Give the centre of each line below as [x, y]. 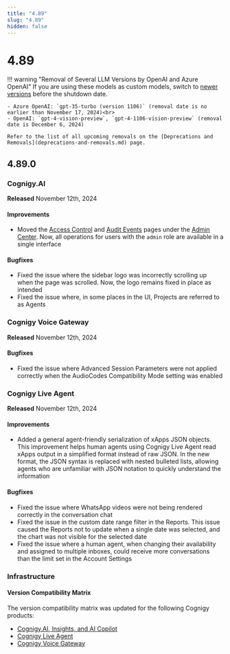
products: [21, 615]
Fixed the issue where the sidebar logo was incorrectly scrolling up [112, 275]
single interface [39, 244]
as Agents [31, 304]
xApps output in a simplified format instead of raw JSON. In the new [113, 454]
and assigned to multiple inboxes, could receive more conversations [113, 551]
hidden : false [27, 26]
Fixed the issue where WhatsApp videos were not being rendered [110, 507]
